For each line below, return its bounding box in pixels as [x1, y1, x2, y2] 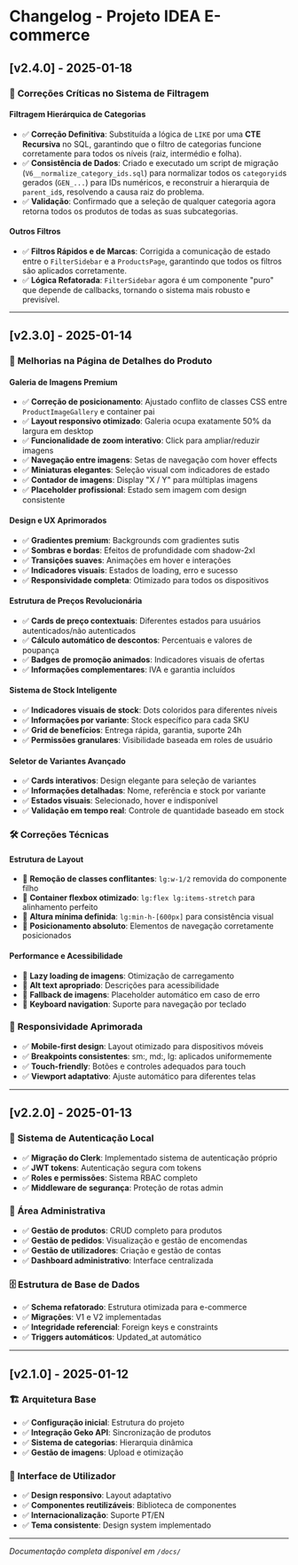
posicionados [21, 930, 72, 941]
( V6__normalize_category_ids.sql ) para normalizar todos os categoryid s [21, 167, 287, 178]
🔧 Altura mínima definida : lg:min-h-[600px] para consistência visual [21, 912, 274, 922]
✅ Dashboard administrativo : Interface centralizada [21, 1254, 214, 1266]
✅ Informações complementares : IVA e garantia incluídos [21, 664, 236, 675]
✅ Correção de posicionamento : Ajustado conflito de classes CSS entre [21, 397, 287, 407]
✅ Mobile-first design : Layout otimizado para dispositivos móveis [21, 1040, 264, 1051]
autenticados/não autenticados [21, 625, 136, 636]
